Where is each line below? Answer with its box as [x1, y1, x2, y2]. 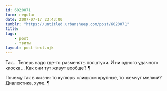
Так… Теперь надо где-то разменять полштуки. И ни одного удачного [5, 59, 159, 65]
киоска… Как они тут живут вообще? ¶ [5, 65, 91, 71]
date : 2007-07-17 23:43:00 [5, 17, 63, 22]
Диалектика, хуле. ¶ [5, 80, 50, 86]
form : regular [5, 12, 36, 17]
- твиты [14, 41, 31, 46]
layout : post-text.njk [5, 45, 54, 50]
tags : [5, 31, 17, 36]
